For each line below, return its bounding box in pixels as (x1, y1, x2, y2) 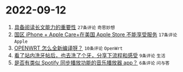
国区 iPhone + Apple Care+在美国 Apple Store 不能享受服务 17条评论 (14, 30, 178, 38)
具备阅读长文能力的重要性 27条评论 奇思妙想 (14, 23, 115, 30)
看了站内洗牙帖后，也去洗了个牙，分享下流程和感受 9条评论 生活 (14, 52, 166, 59)
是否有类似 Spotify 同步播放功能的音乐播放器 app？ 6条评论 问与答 (14, 59, 170, 66)
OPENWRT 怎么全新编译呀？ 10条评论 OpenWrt (14, 44, 123, 52)
